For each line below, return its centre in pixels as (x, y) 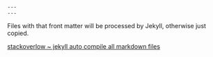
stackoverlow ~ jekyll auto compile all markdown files (84, 46)
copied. (18, 33)
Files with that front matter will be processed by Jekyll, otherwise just (107, 26)
